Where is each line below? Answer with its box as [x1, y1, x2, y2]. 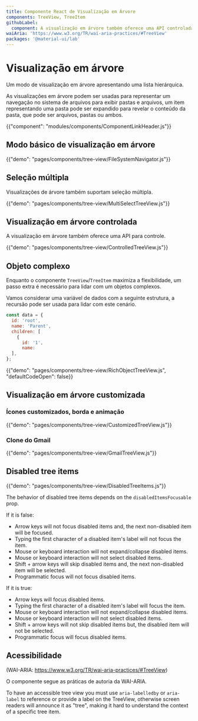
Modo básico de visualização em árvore [6, 140, 156, 150]
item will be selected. [14, 566, 67, 573]
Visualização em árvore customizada [6, 390, 146, 400]
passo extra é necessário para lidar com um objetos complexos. [6, 283, 161, 290]
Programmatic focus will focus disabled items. [14, 633, 127, 641]
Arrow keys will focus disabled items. [14, 596, 105, 603]
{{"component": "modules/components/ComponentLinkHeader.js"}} [6, 122, 172, 130]
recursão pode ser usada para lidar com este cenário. [6, 301, 137, 308]
